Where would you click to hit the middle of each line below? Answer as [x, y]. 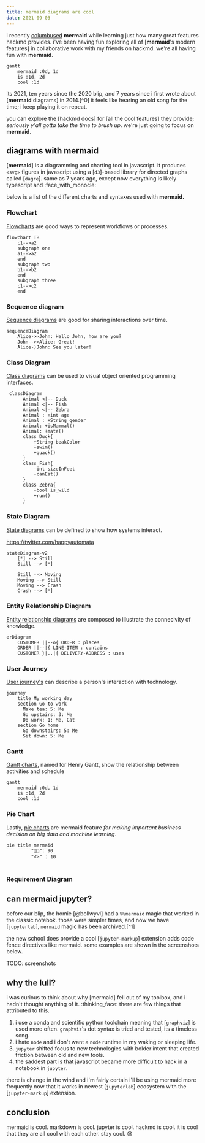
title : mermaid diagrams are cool [50, 12]
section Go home [38, 725]
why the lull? [31, 983]
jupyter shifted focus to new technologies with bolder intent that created [107, 1049]
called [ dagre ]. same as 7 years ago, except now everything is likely [91, 179]
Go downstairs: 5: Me [50, 731]
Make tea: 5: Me [43, 709]
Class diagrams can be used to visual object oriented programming [91, 376]
